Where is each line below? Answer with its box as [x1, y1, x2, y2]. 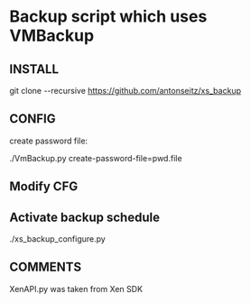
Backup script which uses [9, 6, 208, 27]
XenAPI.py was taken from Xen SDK [9, 283, 143, 294]
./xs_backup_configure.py [9, 234, 106, 244]
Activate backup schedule [9, 209, 161, 225]
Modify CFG [9, 179, 79, 195]
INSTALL [9, 61, 60, 77]
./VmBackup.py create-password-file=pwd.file [9, 152, 182, 163]
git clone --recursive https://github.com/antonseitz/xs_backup [9, 86, 242, 96]
